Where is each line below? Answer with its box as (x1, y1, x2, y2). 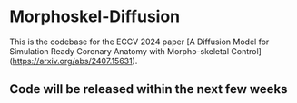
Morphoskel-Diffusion (9, 6, 181, 27)
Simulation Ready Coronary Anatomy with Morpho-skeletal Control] (9, 45, 262, 56)
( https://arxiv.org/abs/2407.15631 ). (9, 55, 138, 66)
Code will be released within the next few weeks (9, 81, 288, 97)
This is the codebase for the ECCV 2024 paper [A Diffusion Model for (9, 36, 270, 47)
